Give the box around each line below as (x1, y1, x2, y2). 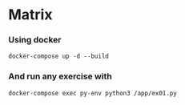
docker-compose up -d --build (8, 52, 110, 61)
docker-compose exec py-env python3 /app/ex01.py (8, 89, 178, 97)
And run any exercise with (8, 71, 112, 82)
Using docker (8, 34, 62, 46)
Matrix (8, 6, 53, 24)
